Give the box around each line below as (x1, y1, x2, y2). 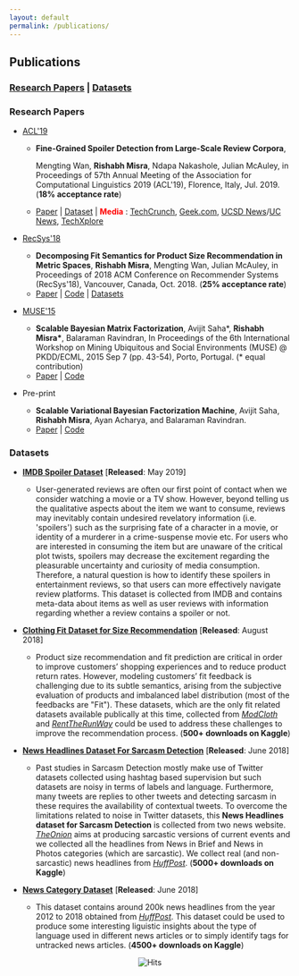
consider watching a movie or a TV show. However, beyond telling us (35, 494, 290, 505)
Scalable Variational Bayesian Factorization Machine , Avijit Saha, (35, 405, 280, 416)
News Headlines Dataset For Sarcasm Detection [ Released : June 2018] (21, 745, 290, 756)
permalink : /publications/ (9, 21, 110, 30)
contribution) (35, 361, 84, 372)
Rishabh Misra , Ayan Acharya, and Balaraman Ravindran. (35, 415, 247, 426)
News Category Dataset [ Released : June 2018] (21, 885, 199, 895)
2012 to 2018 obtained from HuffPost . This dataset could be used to (35, 912, 286, 922)
